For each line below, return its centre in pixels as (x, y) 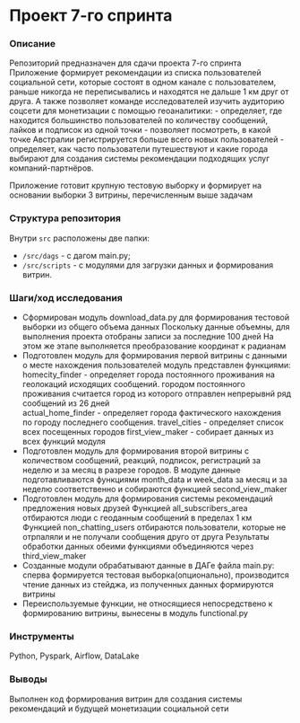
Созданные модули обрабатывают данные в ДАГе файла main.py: (148, 566)
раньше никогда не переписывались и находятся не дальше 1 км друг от (149, 92)
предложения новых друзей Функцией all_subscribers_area (135, 508)
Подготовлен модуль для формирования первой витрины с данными (154, 356)
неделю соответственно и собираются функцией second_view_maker (155, 489)
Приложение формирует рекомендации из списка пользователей (135, 73)
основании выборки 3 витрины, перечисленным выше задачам (131, 195)
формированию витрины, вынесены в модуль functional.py (135, 613)
